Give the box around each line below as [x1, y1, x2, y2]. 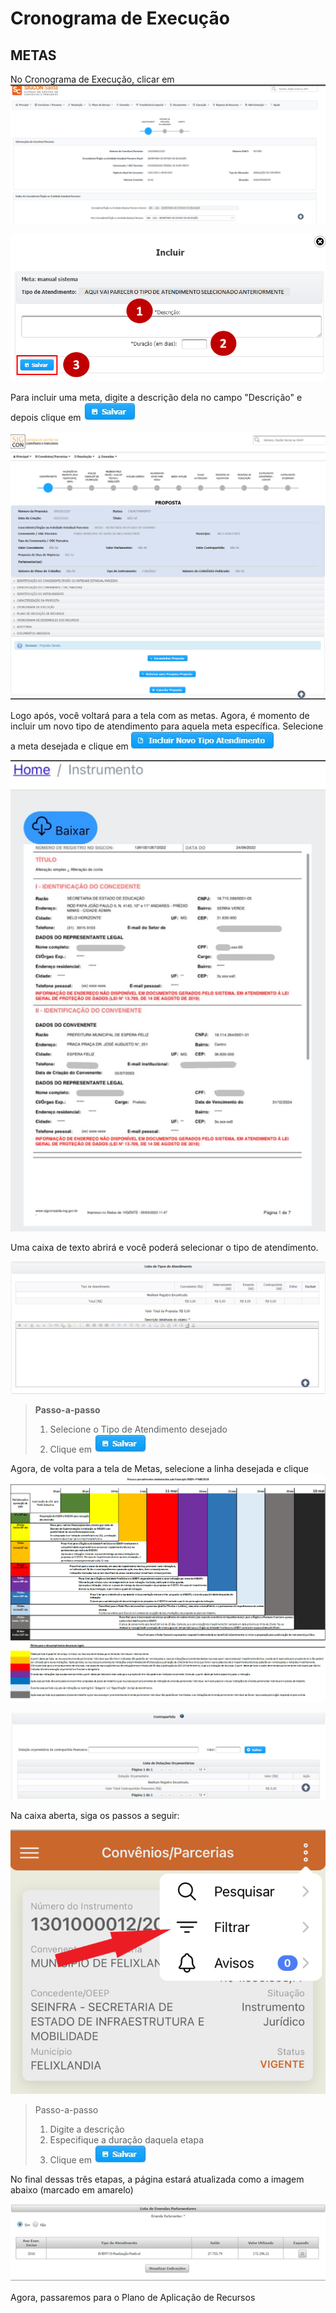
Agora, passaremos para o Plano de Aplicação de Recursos [10, 2291, 256, 2303]
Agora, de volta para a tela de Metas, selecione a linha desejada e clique [10, 1462, 310, 1474]
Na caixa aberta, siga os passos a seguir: [10, 1810, 180, 1822]
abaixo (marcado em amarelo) [10, 2183, 134, 2196]
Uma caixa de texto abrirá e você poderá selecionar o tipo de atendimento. [10, 1241, 319, 1253]
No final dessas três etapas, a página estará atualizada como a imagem [10, 2173, 305, 2185]
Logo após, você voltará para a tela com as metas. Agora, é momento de [10, 709, 310, 721]
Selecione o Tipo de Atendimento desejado [49, 1423, 228, 1435]
